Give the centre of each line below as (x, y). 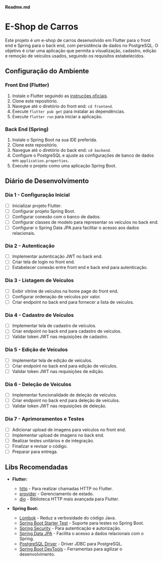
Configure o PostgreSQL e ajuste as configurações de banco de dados (83, 155)
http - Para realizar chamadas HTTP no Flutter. (66, 488)
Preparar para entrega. (35, 452)
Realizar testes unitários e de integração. (53, 440)
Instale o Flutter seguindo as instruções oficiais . (60, 96)
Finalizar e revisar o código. (40, 446)
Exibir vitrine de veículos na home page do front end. (65, 291)
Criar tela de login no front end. (44, 262)
